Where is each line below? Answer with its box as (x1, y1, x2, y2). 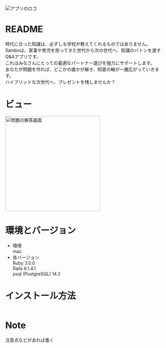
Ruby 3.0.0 (12, 260, 35, 266)
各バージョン (12, 254, 39, 260)
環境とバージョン (5, 225, 76, 236)
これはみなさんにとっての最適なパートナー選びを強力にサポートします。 (5, 60, 155, 66)
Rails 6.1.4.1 (12, 265, 36, 271)
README (5, 23, 43, 35)
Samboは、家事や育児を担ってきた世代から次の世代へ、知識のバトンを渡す (5, 47, 161, 53)
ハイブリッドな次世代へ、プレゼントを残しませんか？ (5, 79, 116, 85)
